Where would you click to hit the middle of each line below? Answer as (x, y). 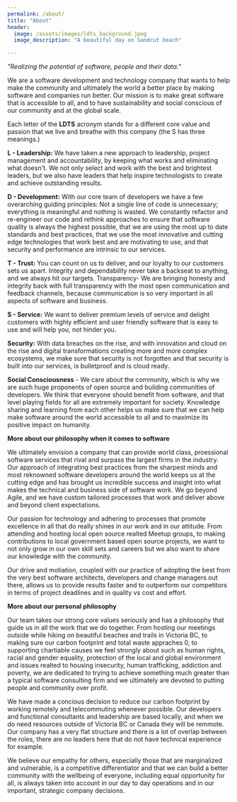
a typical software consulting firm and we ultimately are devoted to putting (116, 680)
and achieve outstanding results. (55, 183)
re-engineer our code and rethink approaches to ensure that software (109, 220)
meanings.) (24, 140)
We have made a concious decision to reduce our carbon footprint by (109, 701)
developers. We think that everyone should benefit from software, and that (116, 395)
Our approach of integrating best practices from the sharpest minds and (112, 468)
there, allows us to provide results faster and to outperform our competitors (117, 585)
